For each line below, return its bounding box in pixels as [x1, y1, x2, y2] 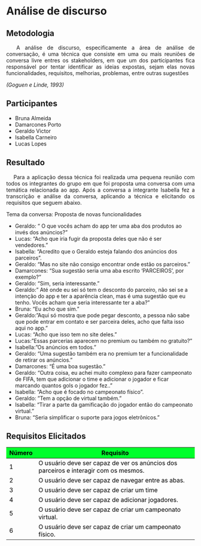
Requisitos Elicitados [6, 431, 86, 441]
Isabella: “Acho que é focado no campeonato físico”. [14, 388, 144, 395]
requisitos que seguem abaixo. [6, 199, 82, 206]
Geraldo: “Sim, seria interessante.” [14, 279, 100, 287]
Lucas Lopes [14, 140, 47, 147]
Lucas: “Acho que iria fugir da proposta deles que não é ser [14, 235, 162, 242]
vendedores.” [14, 241, 48, 249]
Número [9, 449, 33, 457]
